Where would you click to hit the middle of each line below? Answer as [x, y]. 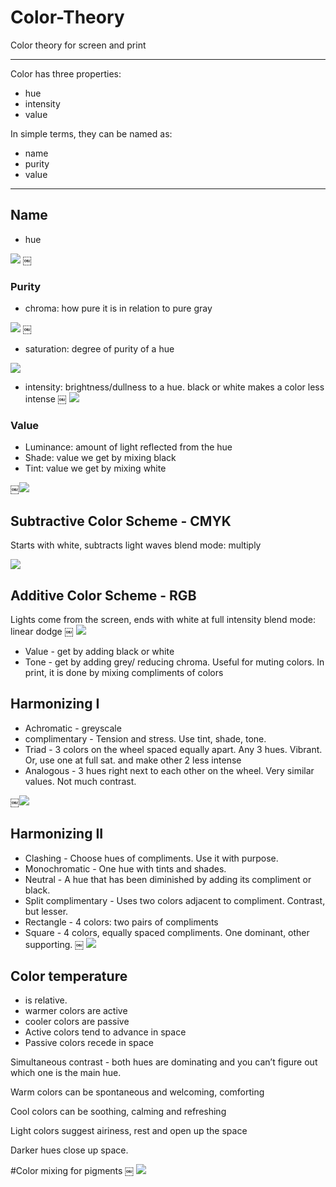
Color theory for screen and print [78, 45]
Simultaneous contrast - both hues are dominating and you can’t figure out [164, 1062]
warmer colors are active [76, 1011]
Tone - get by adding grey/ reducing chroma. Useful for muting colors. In [174, 662]
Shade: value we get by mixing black [100, 458]
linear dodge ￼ [42, 631]
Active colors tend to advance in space [105, 1032]
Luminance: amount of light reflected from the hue [128, 447]
